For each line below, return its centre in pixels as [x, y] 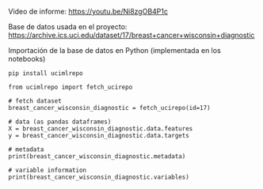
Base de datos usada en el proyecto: [68, 26]
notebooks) [27, 59]
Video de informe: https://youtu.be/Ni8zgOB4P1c [88, 11]
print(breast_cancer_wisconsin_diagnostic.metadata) [97, 157]
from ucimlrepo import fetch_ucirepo [71, 87]
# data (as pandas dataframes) [60, 122]
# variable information [48, 170]
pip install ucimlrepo [46, 74]
